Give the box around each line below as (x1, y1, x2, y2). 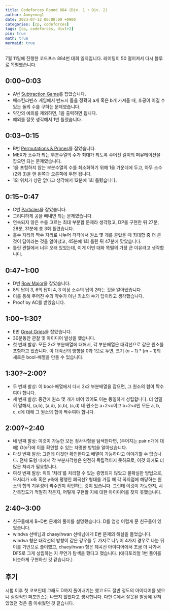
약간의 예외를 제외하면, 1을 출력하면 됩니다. (12, 110, 97, 116)
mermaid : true (5, 41, 36, 46)
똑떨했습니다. (10, 62, 37, 68)
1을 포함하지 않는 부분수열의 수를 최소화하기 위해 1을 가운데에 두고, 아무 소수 (12, 164, 162, 171)
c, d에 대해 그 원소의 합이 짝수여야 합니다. (12, 408, 95, 415)
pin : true (5, 31, 26, 36)
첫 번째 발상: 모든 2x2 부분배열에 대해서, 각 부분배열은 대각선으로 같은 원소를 (12, 341, 164, 347)
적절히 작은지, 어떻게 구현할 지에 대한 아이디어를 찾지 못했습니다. (35, 489, 162, 495)
